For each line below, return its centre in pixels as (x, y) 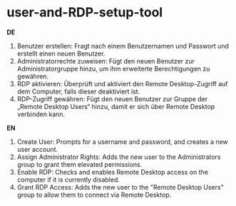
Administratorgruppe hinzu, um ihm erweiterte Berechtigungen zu (113, 68)
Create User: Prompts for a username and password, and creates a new (123, 141)
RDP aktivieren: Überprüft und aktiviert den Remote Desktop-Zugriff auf (122, 83)
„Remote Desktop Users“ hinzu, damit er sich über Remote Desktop (116, 106)
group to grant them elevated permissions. (79, 164)
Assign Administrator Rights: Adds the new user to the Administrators (119, 157)
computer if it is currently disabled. (68, 180)
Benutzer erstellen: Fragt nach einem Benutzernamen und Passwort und (123, 46)
